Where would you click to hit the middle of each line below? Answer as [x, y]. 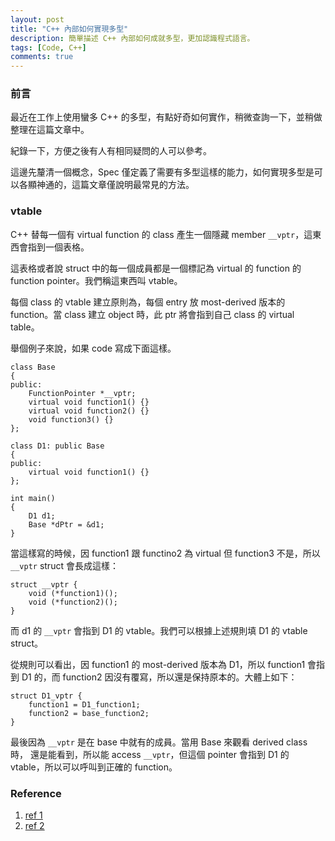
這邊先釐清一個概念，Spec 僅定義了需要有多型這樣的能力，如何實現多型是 [162, 172]
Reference [36, 793]
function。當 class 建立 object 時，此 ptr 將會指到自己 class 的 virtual [152, 314]
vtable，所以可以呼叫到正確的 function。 [94, 767]
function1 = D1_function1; [84, 704]
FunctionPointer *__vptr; [82, 393]
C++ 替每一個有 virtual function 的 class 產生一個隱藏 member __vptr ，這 [161, 234]
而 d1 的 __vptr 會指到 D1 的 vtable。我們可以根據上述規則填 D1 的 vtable [159, 630]
